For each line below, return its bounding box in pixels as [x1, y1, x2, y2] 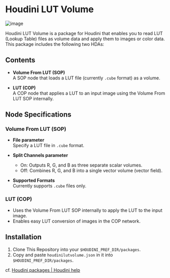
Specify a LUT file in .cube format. [12, 143, 84, 149]
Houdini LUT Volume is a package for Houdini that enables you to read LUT [5, 30, 163, 36]
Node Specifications [5, 110, 72, 119]
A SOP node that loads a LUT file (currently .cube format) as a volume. [12, 75, 160, 81]
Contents [5, 56, 36, 65]
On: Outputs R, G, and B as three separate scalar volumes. [20, 162, 143, 169]
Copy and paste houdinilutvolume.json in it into [12, 252, 113, 258]
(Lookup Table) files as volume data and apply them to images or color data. [5, 36, 165, 42]
